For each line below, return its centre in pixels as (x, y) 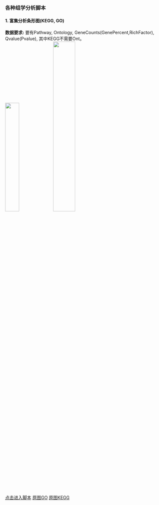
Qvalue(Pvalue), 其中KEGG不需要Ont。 (45, 39)
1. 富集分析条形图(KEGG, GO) (35, 20)
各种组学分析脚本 (26, 7)
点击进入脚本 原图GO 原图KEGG (37, 497)
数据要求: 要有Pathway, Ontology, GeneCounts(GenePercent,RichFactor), (80, 33)
